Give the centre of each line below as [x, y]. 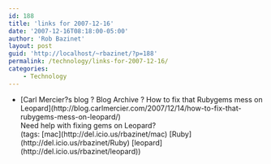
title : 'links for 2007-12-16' [61, 24]
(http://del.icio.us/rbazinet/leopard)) [80, 151]
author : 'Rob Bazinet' [47, 39]
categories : [28, 69]
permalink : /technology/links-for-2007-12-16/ [88, 62]
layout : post [30, 46]
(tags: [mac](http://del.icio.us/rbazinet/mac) [94, 134]
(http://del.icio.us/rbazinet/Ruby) [75, 142]
